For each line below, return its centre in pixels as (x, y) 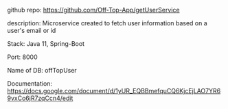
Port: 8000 (22, 57)
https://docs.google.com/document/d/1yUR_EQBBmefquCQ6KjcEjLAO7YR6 (114, 91)
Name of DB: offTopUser (42, 70)
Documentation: (30, 84)
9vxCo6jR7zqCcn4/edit (40, 98)
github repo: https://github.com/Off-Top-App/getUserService (93, 10)
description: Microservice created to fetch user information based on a (107, 23)
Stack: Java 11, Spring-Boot (46, 44)
